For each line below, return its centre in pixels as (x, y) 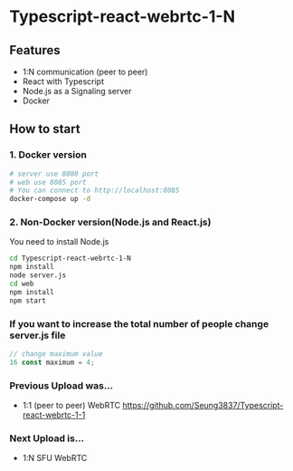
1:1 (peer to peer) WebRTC (71, 406)
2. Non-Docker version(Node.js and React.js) (110, 222)
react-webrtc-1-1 (54, 415)
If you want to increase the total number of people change (139, 323)
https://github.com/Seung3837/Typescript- (203, 406)
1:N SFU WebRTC (55, 458)
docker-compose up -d (50, 199)
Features (35, 50)
